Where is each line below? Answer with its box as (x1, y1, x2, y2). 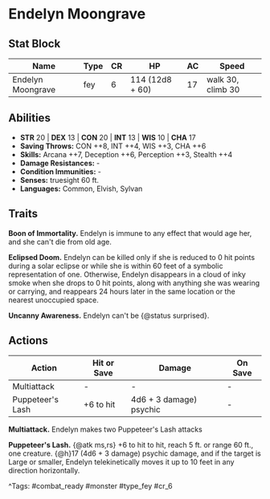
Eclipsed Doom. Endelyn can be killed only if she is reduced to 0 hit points (8, 252, 256, 262)
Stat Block (8, 37, 61, 51)
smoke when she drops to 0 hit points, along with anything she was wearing (8, 278, 260, 287)
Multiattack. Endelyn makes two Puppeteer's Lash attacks (8, 424, 202, 434)
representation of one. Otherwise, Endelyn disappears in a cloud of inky (8, 270, 247, 279)
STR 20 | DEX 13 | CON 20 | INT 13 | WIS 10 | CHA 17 (19, 132, 196, 142)
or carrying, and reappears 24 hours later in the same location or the (8, 286, 235, 296)
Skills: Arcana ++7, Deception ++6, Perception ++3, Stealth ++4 (19, 149, 233, 159)
